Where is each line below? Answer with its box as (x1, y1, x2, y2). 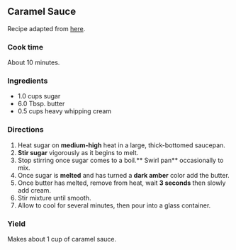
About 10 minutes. (7, 58, 60, 67)
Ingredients (7, 76, 48, 86)
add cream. (17, 186, 52, 194)
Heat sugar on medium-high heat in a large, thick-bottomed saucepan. (17, 141, 225, 149)
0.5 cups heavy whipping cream (17, 107, 112, 115)
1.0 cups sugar (17, 92, 61, 101)
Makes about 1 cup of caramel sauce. (7, 235, 117, 243)
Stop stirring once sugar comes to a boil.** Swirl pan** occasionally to (17, 156, 224, 164)
